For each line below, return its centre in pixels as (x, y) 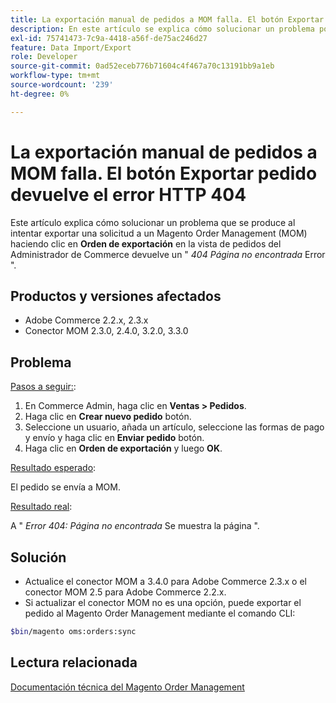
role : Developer (44, 57)
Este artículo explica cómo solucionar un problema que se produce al (153, 222)
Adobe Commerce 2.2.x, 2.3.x (86, 320)
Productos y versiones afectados (116, 296)
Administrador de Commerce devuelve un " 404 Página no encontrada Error (168, 254)
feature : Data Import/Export (71, 47)
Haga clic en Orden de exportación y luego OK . (123, 448)
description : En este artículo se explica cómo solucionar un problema (162, 29)
